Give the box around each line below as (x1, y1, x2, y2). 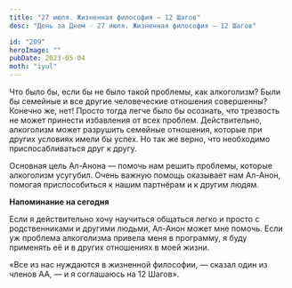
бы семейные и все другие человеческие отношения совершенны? (9, 96, 268, 107)
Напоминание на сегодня (9, 196, 109, 207)
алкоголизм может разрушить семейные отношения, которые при (9, 124, 263, 134)
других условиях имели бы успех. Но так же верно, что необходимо (9, 134, 271, 144)
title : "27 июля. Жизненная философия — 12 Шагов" (9, 12, 201, 22)
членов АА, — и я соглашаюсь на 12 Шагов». (9, 268, 180, 279)
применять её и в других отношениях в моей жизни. (9, 242, 210, 252)
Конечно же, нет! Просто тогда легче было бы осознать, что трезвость (9, 106, 280, 116)
